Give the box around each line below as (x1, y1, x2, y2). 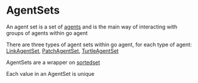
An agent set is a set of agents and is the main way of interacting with (6, 23, 178, 30)
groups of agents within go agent (6, 29, 88, 36)
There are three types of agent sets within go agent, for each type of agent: (6, 41, 192, 48)
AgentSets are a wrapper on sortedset (6, 59, 100, 66)
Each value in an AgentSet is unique (6, 70, 95, 77)
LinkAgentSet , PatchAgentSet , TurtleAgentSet (6, 47, 119, 54)
